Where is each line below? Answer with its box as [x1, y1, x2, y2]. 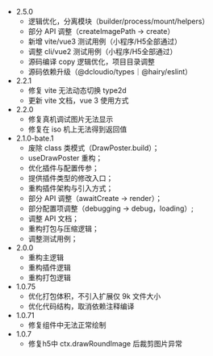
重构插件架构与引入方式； [27, 183, 114, 193]
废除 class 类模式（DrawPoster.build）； [27, 143, 160, 153]
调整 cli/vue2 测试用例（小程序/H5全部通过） [27, 47, 177, 56]
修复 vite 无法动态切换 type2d [27, 86, 127, 95]
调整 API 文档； [27, 214, 79, 223]
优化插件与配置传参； [27, 163, 99, 173]
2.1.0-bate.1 [15, 133, 54, 143]
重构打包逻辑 [27, 273, 71, 282]
